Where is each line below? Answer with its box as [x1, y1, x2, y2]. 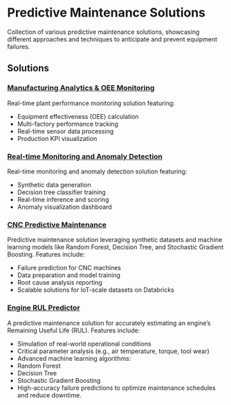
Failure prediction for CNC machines [17, 264, 122, 272]
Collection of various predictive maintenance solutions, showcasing [7, 28, 200, 36]
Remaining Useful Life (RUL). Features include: [7, 326, 140, 335]
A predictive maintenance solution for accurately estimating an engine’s [7, 319, 211, 327]
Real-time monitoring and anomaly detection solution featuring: [7, 167, 187, 176]
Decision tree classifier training [17, 188, 106, 196]
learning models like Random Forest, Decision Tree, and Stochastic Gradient [7, 243, 224, 252]
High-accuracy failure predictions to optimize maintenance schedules [17, 384, 216, 392]
